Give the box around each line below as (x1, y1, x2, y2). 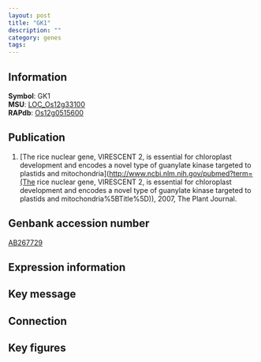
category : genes (8, 33, 62, 42)
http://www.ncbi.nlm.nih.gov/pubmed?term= (109, 168, 254, 178)
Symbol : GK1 (8, 91, 51, 100)
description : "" (8, 26, 62, 34)
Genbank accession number (8, 217, 150, 230)
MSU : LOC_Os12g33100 (8, 100, 85, 109)
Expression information (8, 260, 126, 273)
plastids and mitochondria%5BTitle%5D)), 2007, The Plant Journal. (19, 194, 237, 203)
